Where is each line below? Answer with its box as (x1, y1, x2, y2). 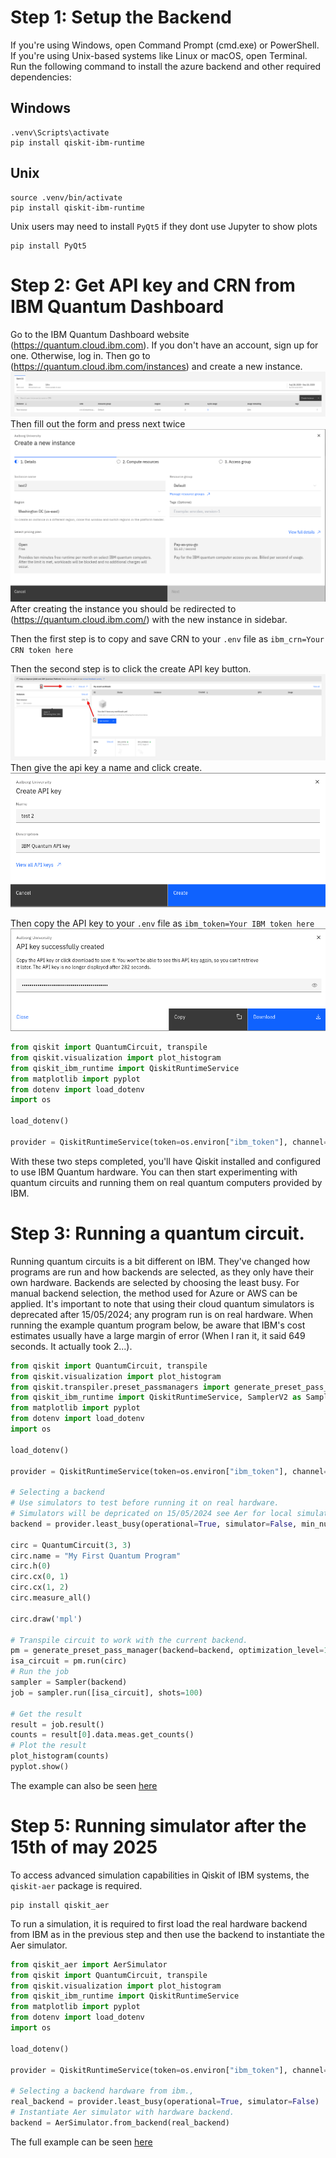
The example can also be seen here (10, 1779, 158, 1791)
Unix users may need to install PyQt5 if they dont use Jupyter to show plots (10, 220, 318, 232)
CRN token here (10, 645, 74, 655)
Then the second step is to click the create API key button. (10, 662, 252, 675)
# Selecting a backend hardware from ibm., (10, 2086, 195, 2096)
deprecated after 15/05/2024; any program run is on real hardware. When (10, 1308, 314, 1320)
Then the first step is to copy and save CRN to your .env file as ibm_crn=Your (10, 632, 325, 645)
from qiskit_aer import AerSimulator (10, 1959, 168, 1970)
